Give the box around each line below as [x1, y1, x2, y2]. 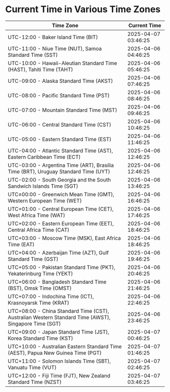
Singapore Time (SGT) [8, 320, 61, 327]
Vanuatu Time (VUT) [8, 364, 57, 371]
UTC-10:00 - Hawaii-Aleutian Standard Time [8, 59, 117, 66]
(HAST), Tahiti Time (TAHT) [8, 66, 73, 73]
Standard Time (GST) [8, 255, 59, 262]
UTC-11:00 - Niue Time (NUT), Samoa [8, 45, 102, 52]
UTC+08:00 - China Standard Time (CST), [8, 307, 109, 314]
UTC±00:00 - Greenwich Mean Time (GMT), [8, 191, 115, 198]
